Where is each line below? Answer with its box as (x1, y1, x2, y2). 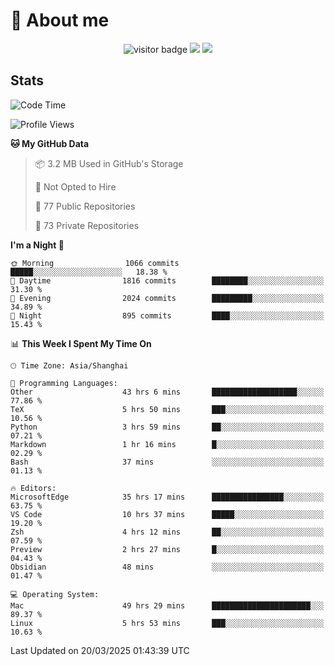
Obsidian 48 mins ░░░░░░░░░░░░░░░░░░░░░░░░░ (10, 562, 325, 572)
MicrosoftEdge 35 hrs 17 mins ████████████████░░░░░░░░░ (10, 492, 325, 502)
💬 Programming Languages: (10, 378, 118, 388)
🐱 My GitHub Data (10, 137, 90, 149)
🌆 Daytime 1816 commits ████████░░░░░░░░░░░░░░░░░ (10, 275, 325, 286)
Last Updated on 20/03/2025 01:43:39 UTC (10, 644, 190, 656)
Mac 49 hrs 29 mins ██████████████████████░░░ (10, 600, 325, 611)
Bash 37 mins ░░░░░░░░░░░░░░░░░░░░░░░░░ (10, 457, 325, 467)
